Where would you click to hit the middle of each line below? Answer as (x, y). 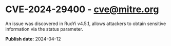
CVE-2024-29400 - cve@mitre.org (82, 9)
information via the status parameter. (44, 29)
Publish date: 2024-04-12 (33, 39)
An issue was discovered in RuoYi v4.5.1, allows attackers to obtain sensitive (86, 24)
